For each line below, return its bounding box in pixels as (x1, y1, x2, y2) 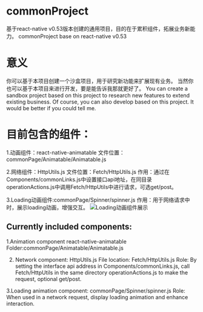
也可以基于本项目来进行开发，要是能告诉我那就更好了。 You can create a (6, 85, 188, 92)
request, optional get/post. (15, 275, 82, 282)
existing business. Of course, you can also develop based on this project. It (6, 98, 194, 105)
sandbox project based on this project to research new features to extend (6, 91, 190, 99)
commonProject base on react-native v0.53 (18, 32, 127, 40)
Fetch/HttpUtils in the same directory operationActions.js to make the (15, 268, 188, 276)
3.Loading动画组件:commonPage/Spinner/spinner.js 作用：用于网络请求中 (6, 196, 190, 204)
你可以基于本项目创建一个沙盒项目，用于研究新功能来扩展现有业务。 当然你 (6, 77, 194, 84)
